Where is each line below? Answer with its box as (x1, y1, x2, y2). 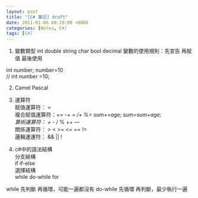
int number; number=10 (6, 67, 63, 74)
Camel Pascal (14, 84, 48, 91)
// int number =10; (6, 73, 50, 80)
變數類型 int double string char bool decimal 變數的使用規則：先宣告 (14, 48, 180, 55)
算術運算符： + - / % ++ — (14, 118, 80, 126)
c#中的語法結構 (14, 146, 53, 153)
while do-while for (14, 173, 59, 180)
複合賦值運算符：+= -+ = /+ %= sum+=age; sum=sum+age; (14, 111, 162, 118)
